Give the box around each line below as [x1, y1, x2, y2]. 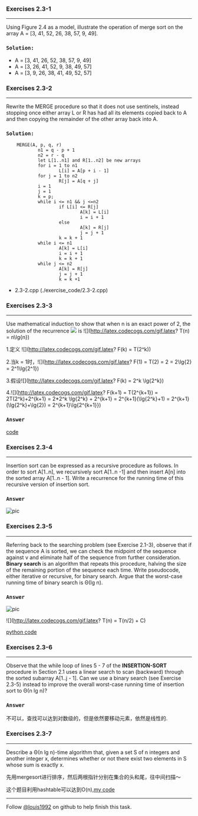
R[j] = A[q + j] [58, 178, 99, 184]
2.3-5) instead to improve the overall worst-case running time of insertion [6, 681, 184, 688]
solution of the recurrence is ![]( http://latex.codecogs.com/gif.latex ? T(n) [6, 327, 190, 335]
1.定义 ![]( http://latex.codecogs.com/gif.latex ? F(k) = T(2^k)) [6, 346, 151, 353]
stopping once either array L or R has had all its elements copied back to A [6, 109, 187, 116]
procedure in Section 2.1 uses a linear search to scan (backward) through [6, 668, 184, 675]
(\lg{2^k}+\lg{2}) [6, 402, 47, 409]
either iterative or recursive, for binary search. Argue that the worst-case [6, 572, 183, 580]
